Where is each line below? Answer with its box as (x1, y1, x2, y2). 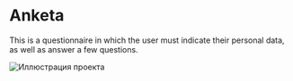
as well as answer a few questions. (9, 44, 138, 54)
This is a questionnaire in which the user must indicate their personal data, (9, 35, 285, 45)
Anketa (9, 5, 65, 26)
